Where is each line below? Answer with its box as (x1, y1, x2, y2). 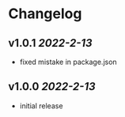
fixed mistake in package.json (19, 57, 117, 66)
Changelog (8, 5, 82, 23)
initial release (19, 100, 63, 111)
